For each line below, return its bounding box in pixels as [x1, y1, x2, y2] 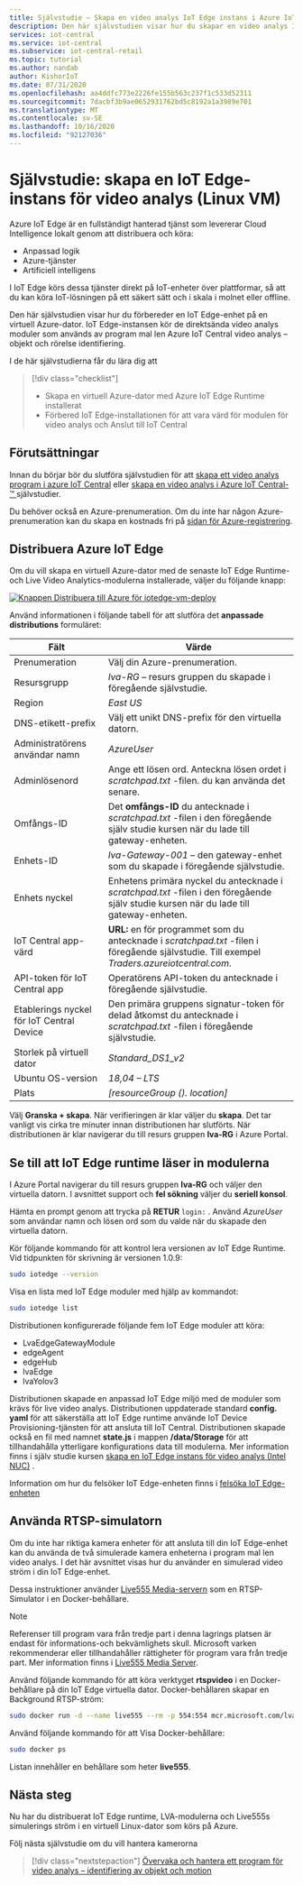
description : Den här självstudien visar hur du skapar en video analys [9, 22, 289, 31]
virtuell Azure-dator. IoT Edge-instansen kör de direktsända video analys [9, 318, 280, 329]
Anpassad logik [22, 245, 80, 256]
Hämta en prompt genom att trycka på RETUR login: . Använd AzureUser [9, 1206, 283, 1218]
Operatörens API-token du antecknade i [107, 971, 278, 984]
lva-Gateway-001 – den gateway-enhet [107, 849, 282, 861]
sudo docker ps [9, 1744, 67, 1754]
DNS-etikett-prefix [14, 717, 96, 730]
